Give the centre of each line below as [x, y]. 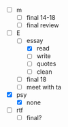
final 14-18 [41, 18]
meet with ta [44, 87]
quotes [46, 63]
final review [42, 25]
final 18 [36, 79]
